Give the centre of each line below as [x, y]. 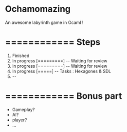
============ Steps [53, 42]
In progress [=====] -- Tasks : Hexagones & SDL [62, 71]
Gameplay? [23, 109]
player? [19, 120]
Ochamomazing [38, 9]
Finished [21, 56]
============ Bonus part [63, 96]
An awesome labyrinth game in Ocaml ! [44, 22]
